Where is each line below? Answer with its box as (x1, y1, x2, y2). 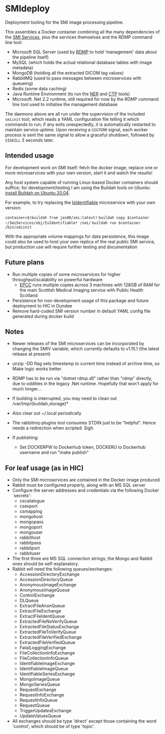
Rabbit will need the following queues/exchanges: (12, 566, 113, 572)
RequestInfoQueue (19, 697, 58, 703)
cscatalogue (19, 498, 45, 504)
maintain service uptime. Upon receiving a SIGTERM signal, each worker (5, 126, 148, 132)
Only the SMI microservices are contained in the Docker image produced (12, 477, 160, 483)
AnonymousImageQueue (19, 587, 70, 593)
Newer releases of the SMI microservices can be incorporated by (12, 341, 144, 347)
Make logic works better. (12, 366, 62, 372)
